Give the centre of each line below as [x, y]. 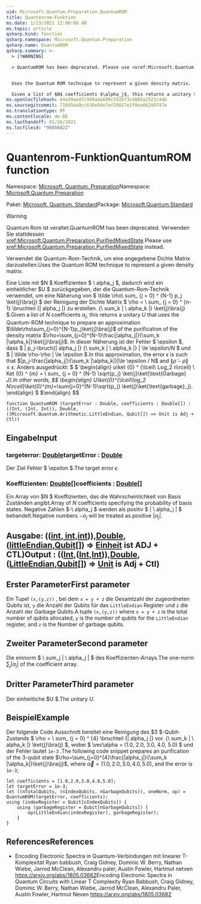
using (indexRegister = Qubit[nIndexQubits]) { [67, 802]
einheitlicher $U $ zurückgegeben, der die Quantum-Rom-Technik [88, 289]
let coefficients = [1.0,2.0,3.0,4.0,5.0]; [61, 781]
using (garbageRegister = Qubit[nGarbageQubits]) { [83, 807]
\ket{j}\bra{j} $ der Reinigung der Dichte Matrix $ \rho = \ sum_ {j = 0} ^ [94, 302]
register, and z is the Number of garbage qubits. [65, 624]
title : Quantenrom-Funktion [41, 17]
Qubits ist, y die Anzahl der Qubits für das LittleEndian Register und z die [97, 605]
